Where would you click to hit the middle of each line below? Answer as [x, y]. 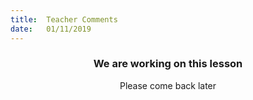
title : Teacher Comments [64, 19]
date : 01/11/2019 [51, 29]
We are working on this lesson [168, 64]
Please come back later [168, 85]
